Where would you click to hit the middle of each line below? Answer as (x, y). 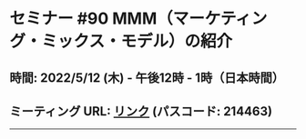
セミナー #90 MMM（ (91, 19)
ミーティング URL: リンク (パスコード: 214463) (141, 111)
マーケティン (220, 19)
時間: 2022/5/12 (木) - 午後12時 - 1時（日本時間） (147, 78)
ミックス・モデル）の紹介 (137, 41)
